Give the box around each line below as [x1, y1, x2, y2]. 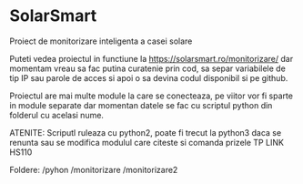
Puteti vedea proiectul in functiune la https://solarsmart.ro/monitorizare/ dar [9, 53, 294, 64]
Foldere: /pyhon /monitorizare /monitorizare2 [9, 164, 178, 175]
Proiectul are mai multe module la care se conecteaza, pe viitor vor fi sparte [9, 90, 294, 101]
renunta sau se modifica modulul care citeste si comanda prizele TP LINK [9, 137, 285, 148]
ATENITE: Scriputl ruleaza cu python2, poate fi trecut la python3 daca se [9, 127, 282, 138]
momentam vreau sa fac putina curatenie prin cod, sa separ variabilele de [9, 63, 287, 74]
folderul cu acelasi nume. [9, 109, 105, 120]
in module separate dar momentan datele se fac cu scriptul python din [9, 99, 273, 110]
